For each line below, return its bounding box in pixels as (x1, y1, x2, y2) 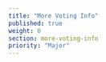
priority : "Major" (8, 42, 70, 50)
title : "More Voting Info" (8, 11, 99, 20)
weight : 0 (8, 27, 42, 35)
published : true (8, 19, 63, 27)
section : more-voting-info (8, 34, 99, 43)
